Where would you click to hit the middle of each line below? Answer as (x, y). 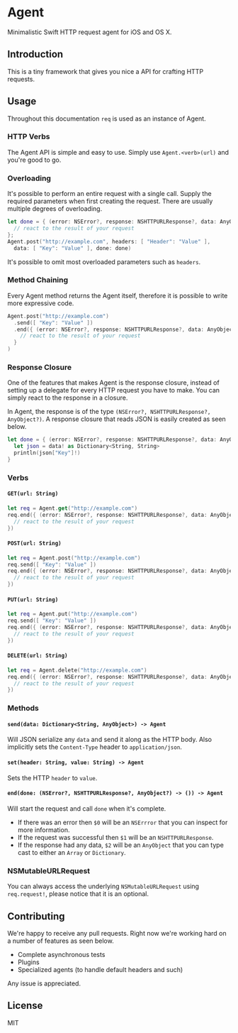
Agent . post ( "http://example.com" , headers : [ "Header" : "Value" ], (109, 241)
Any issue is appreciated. (44, 983)
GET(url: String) (33, 494)
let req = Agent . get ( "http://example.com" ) (73, 508)
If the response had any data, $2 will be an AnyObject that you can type (121, 845)
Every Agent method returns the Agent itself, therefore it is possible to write (118, 295)
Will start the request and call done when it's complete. (87, 808)
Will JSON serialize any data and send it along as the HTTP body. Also (110, 740)
